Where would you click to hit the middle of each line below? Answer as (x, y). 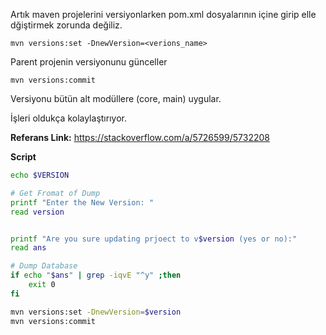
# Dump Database (44, 266)
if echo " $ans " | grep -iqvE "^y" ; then (96, 275)
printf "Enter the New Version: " (82, 202)
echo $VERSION (40, 175)
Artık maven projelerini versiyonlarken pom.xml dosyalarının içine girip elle (163, 14)
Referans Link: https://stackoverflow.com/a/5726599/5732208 (140, 137)
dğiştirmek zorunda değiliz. (66, 25)
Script (23, 157)
